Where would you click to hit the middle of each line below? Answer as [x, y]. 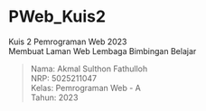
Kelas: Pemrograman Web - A [85, 88]
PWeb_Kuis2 [57, 17]
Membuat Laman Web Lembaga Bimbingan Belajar [103, 51]
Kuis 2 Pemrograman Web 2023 [68, 42]
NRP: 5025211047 [63, 78]
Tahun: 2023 [54, 97]
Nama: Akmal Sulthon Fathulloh [89, 69]
